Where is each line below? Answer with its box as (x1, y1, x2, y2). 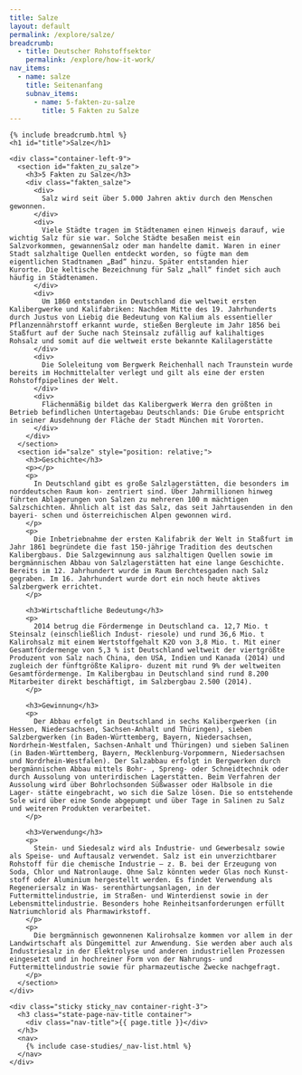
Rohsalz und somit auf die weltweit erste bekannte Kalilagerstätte (9, 337, 273, 346)
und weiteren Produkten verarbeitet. (9, 804, 152, 813)
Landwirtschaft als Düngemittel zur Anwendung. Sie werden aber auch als (9, 939, 294, 948)
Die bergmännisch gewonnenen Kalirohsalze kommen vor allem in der (33, 931, 294, 940)
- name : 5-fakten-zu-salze (33, 97, 136, 107)
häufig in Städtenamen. (9, 274, 99, 283)
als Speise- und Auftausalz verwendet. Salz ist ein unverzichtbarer (9, 852, 278, 861)
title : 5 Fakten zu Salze (42, 106, 140, 115)
